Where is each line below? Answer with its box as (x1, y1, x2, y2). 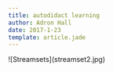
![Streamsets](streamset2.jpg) (8, 55, 106, 64)
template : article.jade (8, 33, 86, 41)
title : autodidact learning (8, 11, 100, 20)
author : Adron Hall (8, 19, 72, 27)
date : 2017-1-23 (8, 26, 61, 34)
